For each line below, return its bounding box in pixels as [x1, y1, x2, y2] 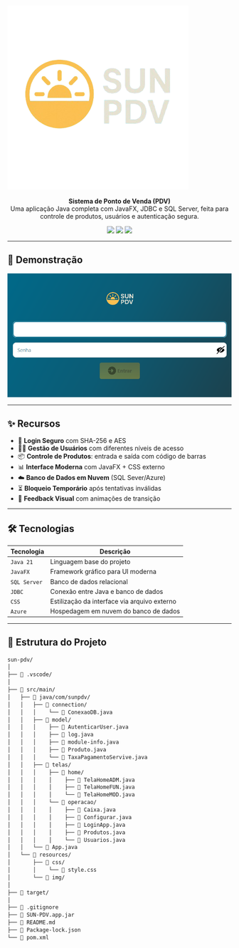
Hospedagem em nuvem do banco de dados [50, 607, 180, 615]
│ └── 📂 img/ [7, 874, 65, 881]
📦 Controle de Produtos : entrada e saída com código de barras [17, 452, 206, 461]
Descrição [99, 547, 131, 556]
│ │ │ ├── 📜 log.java [7, 731, 94, 739]
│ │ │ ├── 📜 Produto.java [7, 746, 107, 754]
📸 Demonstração [7, 254, 83, 266]
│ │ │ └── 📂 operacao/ [7, 799, 97, 806]
